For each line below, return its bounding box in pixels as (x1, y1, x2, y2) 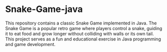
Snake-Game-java (5, 3, 83, 15)
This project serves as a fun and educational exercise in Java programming (5, 36, 161, 42)
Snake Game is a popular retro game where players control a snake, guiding (5, 25, 162, 31)
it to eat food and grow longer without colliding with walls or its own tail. (5, 30, 154, 36)
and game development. (5, 41, 56, 47)
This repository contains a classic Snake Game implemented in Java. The (5, 20, 157, 26)
